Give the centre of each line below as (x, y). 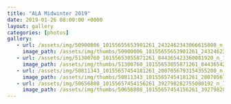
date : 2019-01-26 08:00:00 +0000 (55, 20)
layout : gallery (30, 26)
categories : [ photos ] (38, 32)
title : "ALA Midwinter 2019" (49, 13)
